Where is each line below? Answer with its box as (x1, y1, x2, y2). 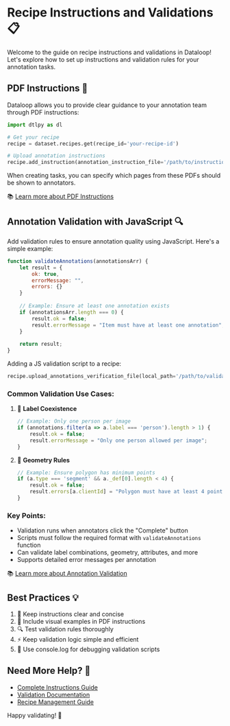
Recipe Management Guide (16, 698, 94, 706)
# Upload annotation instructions (7, 152, 106, 159)
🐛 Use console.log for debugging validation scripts (16, 645, 160, 653)
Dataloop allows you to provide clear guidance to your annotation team (7, 101, 207, 109)
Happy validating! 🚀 (7, 711, 62, 719)
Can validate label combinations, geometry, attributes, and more (16, 548, 199, 557)
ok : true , (31, 270, 60, 277)
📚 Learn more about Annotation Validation (7, 570, 128, 578)
